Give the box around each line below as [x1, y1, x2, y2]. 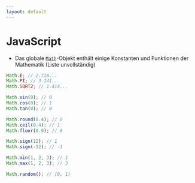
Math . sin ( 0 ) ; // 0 [6, 94, 52, 101]
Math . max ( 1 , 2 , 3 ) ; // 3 [6, 160, 68, 167]
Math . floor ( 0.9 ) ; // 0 [6, 127, 63, 134]
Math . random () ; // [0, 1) [6, 171, 71, 177]
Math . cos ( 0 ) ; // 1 [6, 100, 52, 106]
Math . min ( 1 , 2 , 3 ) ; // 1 [6, 155, 68, 161]
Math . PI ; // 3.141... [6, 78, 60, 84]
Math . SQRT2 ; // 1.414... [6, 83, 68, 90]
